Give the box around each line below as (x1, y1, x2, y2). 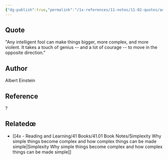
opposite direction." (5, 49, 46, 55)
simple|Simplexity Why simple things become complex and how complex (12, 143, 163, 149)
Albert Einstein (5, 77, 35, 83)
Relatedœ (5, 119, 36, 128)
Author (5, 64, 27, 72)
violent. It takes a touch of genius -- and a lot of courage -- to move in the (5, 44, 157, 50)
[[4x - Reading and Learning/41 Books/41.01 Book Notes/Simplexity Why (12, 133, 161, 139)
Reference (5, 92, 38, 100)
